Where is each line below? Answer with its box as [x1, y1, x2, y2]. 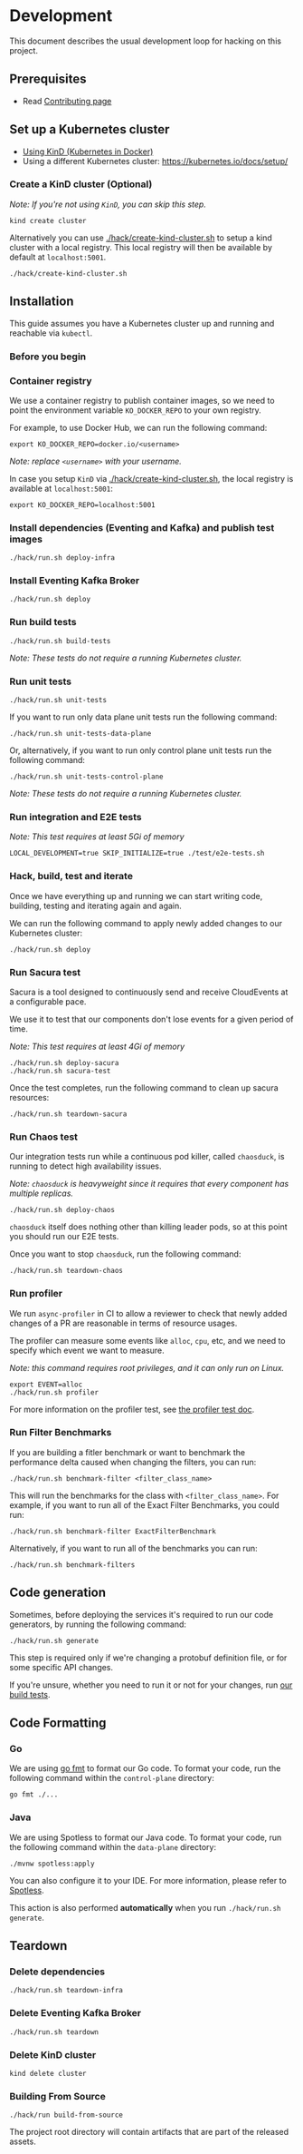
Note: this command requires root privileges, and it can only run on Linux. [9, 1362, 285, 1373]
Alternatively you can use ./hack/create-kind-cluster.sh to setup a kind [9, 232, 273, 243]
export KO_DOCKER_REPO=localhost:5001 [9, 500, 156, 509]
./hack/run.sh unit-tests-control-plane [9, 772, 165, 781]
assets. [9, 2136, 36, 2147]
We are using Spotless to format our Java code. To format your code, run [9, 1832, 282, 1843]
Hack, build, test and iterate [9, 870, 134, 883]
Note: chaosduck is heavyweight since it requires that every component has [9, 1179, 289, 1190]
